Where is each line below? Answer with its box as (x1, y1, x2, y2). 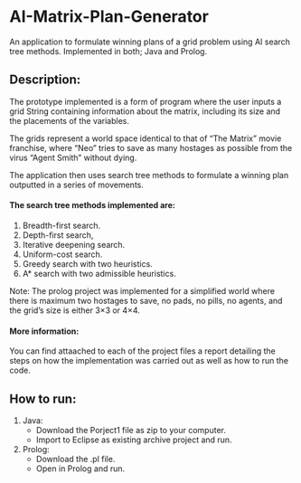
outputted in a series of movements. (9, 179, 145, 190)
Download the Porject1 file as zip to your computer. (35, 424, 227, 435)
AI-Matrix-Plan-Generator (9, 6, 210, 27)
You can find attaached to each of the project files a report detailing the (9, 346, 276, 356)
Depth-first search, (22, 229, 94, 241)
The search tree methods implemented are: (9, 200, 176, 211)
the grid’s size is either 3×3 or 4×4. (9, 305, 140, 316)
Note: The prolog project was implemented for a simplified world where (9, 285, 276, 296)
